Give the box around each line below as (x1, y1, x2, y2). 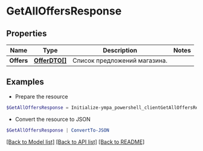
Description (102, 47, 138, 54)
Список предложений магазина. (72, 56, 168, 65)
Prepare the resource (14, 92, 68, 100)
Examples (6, 77, 44, 87)
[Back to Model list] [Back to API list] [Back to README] (6, 138, 145, 146)
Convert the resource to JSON (14, 115, 91, 123)
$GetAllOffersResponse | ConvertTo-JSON (6, 127, 110, 133)
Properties (6, 28, 47, 39)
